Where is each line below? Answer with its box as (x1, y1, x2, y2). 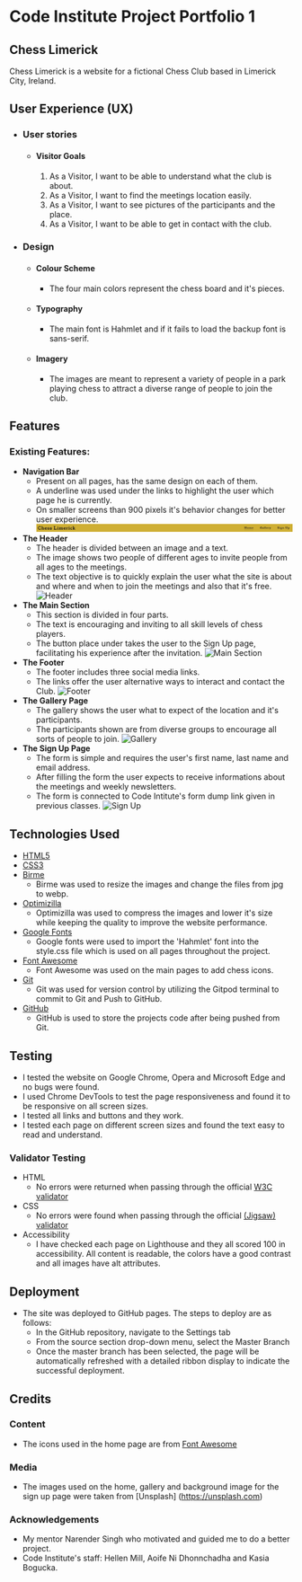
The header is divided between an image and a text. (35, 543, 229, 553)
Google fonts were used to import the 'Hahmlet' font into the (35, 936, 260, 947)
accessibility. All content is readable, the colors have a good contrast (35, 1249, 291, 1259)
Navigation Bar (22, 465, 80, 477)
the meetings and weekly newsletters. (35, 782, 177, 792)
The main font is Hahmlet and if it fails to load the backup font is (49, 323, 286, 334)
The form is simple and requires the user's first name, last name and (35, 753, 289, 764)
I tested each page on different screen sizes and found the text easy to (22, 1120, 285, 1131)
